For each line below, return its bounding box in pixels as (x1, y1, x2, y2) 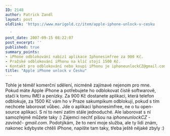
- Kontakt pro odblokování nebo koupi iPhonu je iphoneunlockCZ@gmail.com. (5, 64, 168, 69)
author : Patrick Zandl (5, 12, 53, 17)
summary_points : (5, 49, 39, 55)
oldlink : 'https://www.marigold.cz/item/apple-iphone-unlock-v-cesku (5, 21, 155, 27)
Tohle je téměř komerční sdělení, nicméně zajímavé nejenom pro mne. (5, 82, 151, 88)
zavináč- (5, 120, 24, 126)
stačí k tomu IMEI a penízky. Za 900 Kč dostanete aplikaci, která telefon (5, 93, 154, 99)
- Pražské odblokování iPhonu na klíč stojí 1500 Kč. (5, 59, 121, 64)
